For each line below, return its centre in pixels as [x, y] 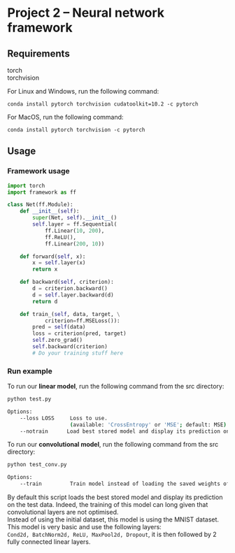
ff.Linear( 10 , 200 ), [74, 231]
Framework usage [38, 171]
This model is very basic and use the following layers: [85, 527]
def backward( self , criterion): [67, 282]
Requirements [38, 53]
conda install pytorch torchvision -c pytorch [76, 130]
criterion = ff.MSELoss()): [82, 321]
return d [45, 301]
